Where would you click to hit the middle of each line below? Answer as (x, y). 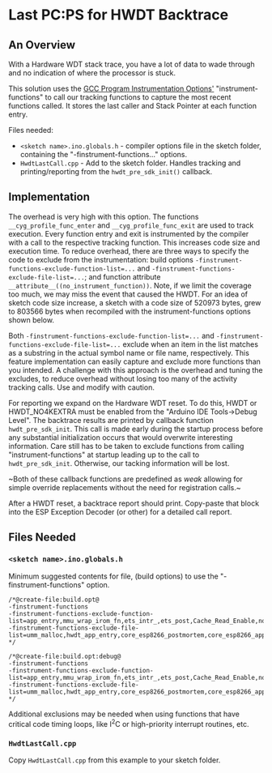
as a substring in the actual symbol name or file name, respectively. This (129, 352)
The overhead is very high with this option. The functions (104, 216)
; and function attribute (123, 276)
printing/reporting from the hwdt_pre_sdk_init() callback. (116, 171)
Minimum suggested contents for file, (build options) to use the (113, 576)
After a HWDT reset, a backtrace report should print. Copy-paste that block (134, 503)
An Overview (42, 45)
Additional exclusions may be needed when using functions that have (124, 714)
